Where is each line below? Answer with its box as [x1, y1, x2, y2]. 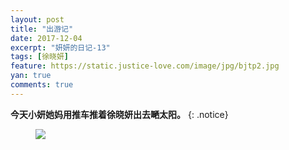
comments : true [10, 80, 74, 90]
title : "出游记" [10, 24, 74, 34]
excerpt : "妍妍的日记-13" [10, 42, 111, 53]
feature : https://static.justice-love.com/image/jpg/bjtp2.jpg [10, 61, 280, 71]
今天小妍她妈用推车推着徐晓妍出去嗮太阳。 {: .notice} [10, 108, 229, 120]
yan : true [10, 71, 52, 81]
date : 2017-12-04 [10, 33, 83, 43]
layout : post [10, 14, 65, 25]
